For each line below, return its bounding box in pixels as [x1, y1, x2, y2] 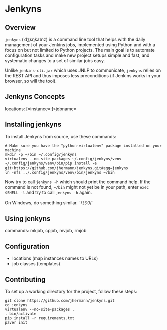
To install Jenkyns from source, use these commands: [5, 133, 116, 139]
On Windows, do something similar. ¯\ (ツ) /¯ [5, 199, 94, 206]
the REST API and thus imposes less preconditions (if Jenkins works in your [5, 73, 161, 78]
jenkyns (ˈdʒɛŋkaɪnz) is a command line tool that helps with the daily [5, 36, 146, 42]
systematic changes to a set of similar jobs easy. [5, 58, 105, 63]
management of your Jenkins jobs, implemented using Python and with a [5, 42, 156, 48]
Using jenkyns [5, 214, 51, 223]
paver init [5, 320, 28, 325]
